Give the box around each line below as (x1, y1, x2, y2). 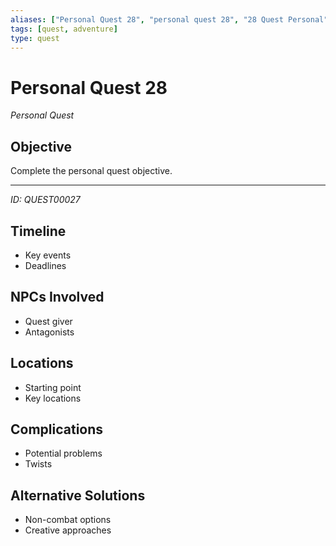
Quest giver (24, 315, 73, 327)
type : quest (10, 33, 60, 43)
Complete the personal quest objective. (10, 165, 173, 177)
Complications (10, 421, 104, 438)
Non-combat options (24, 514, 112, 526)
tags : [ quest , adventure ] (10, 24, 118, 34)
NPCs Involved (10, 289, 105, 306)
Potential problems (24, 447, 103, 460)
